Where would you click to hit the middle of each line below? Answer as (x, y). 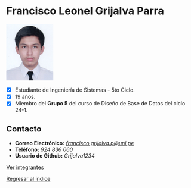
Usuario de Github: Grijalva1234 (55, 156)
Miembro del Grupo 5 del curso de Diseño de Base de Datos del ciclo (100, 104)
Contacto (24, 129)
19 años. (25, 97)
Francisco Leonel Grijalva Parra (85, 11)
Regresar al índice (28, 179)
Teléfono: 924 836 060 (44, 149)
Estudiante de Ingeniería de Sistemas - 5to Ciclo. (75, 90)
